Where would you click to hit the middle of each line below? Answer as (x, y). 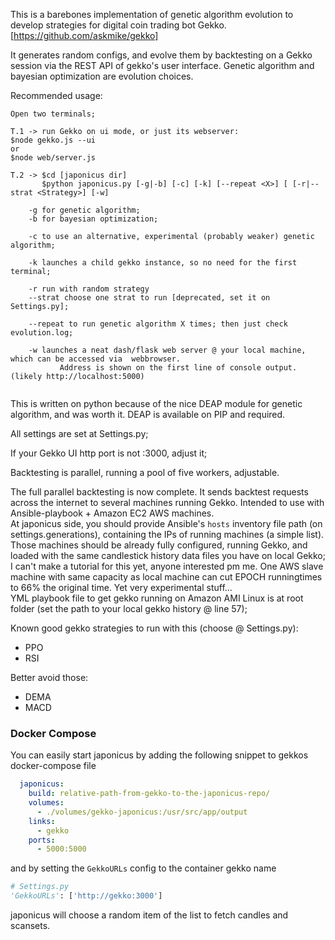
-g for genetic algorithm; (84, 210)
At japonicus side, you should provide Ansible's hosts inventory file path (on (166, 523)
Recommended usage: (56, 95)
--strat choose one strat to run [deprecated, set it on (149, 298)
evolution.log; (42, 333)
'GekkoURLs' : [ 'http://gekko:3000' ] (86, 896)
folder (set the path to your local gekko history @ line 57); (129, 608)
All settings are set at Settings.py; (79, 433)
